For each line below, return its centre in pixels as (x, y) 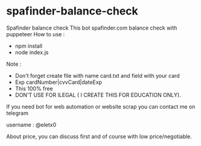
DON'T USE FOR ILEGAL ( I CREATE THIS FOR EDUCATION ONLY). (98, 95)
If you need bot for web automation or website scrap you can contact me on (101, 106)
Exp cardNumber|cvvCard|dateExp (59, 82)
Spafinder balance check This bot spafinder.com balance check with (92, 28)
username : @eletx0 (31, 124)
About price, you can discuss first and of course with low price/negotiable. (99, 136)
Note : (14, 64)
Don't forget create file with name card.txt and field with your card (97, 75)
